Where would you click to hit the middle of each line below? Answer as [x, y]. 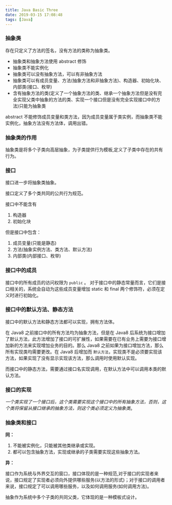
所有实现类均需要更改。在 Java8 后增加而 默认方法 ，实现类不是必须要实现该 [84, 351]
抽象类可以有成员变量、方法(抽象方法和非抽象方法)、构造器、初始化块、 [88, 80]
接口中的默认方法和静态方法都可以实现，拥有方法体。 [61, 321]
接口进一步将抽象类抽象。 [32, 183]
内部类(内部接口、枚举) [37, 256]
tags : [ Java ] [19, 19]
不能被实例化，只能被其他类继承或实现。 [55, 446]
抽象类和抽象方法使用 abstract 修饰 [50, 61]
